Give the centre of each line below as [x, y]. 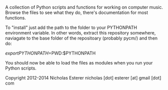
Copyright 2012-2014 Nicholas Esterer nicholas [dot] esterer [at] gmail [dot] [83, 78]
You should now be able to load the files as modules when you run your [79, 63]
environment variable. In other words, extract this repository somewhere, [80, 33]
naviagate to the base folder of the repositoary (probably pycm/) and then [81, 38]
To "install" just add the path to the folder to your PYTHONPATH [71, 27]
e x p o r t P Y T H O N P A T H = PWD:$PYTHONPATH [51, 53]
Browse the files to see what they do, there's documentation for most [77, 12]
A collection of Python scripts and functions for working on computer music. [84, 7]
